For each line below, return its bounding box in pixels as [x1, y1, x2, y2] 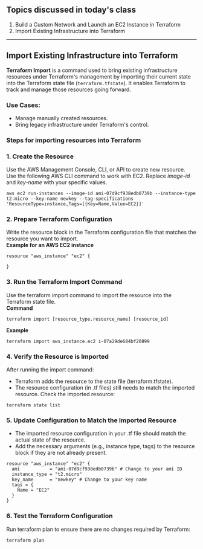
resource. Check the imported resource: [14, 391, 115, 398]
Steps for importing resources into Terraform [6, 136, 141, 144]
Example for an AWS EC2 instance [6, 242, 94, 249]
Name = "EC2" [17, 487, 50, 493]
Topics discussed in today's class [6, 5, 136, 15]
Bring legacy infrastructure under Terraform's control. [14, 121, 149, 128]
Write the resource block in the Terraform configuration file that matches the [6, 229, 196, 236]
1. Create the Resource [6, 152, 74, 161]
